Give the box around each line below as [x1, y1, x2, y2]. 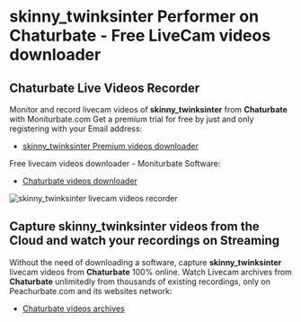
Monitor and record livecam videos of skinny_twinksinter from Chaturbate [9, 104, 288, 114]
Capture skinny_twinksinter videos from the [9, 219, 260, 235]
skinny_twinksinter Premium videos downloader [22, 141, 199, 151]
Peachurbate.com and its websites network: [9, 285, 173, 296]
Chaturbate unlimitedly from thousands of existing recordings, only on [9, 276, 271, 287]
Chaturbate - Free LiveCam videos [9, 25, 271, 46]
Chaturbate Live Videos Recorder [9, 80, 200, 95]
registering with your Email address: [9, 123, 143, 134]
